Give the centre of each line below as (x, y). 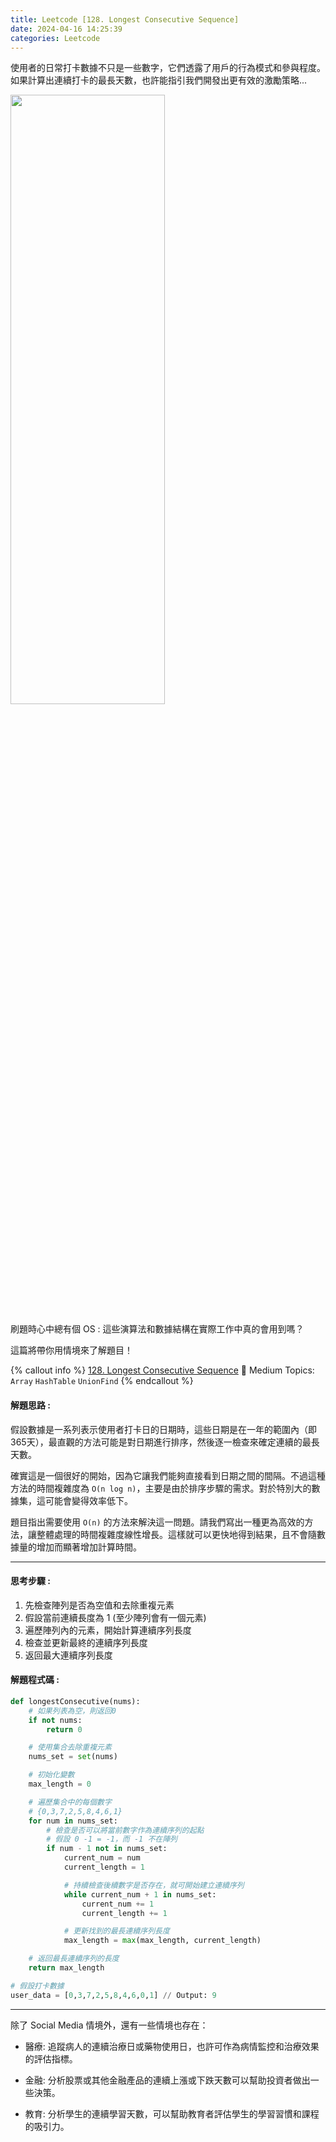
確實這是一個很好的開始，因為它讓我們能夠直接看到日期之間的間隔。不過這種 (168, 1475)
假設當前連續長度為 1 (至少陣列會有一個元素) (115, 1617)
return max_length (66, 1968)
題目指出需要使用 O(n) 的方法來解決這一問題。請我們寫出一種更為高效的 (157, 1522)
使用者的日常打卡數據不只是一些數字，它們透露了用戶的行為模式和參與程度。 (168, 68)
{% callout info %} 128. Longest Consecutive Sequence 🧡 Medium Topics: (162, 1370)
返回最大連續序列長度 (68, 1655)
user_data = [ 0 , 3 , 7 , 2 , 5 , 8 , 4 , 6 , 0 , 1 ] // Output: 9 (113, 1995)
